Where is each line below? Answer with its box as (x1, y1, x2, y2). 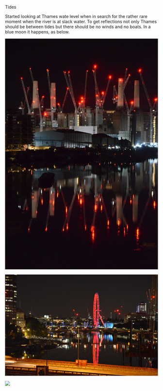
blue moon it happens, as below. (5, 29, 70, 34)
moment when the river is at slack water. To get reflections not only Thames (5, 19, 157, 24)
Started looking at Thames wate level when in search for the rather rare (5, 14, 148, 19)
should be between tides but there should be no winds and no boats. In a (5, 24, 151, 30)
